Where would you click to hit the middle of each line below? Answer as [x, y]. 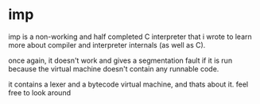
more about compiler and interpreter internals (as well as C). [107, 44]
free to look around [40, 92]
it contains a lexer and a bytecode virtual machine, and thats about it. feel [128, 84]
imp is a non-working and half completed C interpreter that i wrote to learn [130, 37]
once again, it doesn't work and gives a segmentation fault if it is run [120, 60]
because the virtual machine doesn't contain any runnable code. [114, 68]
